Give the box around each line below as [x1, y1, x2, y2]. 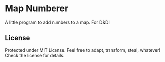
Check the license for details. [5, 52, 65, 58]
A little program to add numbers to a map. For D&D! [5, 19, 110, 25]
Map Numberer [5, 3, 69, 14]
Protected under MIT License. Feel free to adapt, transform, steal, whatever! [5, 47, 160, 53]
